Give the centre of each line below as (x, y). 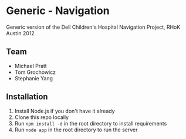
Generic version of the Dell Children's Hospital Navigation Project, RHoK (93, 27)
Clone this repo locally (42, 117)
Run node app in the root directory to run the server (76, 130)
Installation (27, 97)
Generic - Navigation (58, 11)
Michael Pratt (31, 66)
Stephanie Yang (34, 78)
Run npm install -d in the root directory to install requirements (91, 123)
